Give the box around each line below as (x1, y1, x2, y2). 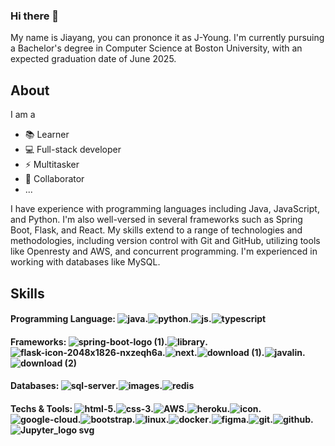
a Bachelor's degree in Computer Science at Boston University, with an (10, 42, 303, 54)
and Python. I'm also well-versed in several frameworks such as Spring (10, 214, 303, 226)
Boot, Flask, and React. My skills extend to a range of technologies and (10, 224, 303, 236)
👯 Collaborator (24, 173, 85, 185)
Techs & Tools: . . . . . (10, 402, 262, 414)
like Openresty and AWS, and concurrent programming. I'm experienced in (10, 245, 318, 258)
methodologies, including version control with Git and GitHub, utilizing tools (10, 235, 321, 247)
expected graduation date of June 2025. (10, 53, 177, 65)
